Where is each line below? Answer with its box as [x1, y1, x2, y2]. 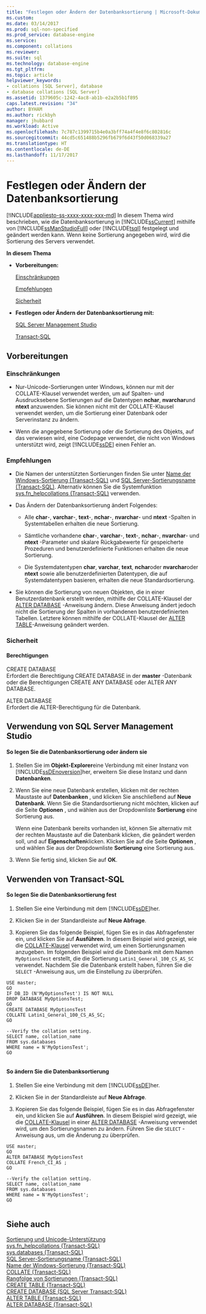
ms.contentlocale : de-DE [6, 146, 70, 152]
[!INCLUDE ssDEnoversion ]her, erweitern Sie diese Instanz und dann [15, 768, 188, 776]
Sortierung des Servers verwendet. [6, 238, 95, 245]
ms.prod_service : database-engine [6, 32, 95, 38]
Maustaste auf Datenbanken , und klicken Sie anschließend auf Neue [15, 793, 191, 801]
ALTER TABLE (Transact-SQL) [6, 1294, 82, 1302]
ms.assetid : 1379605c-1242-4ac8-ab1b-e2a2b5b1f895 [6, 95, 139, 101]
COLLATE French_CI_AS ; [6, 1159, 67, 1165]
